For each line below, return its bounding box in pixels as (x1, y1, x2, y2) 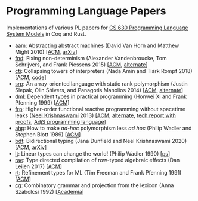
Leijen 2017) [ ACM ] (14, 163, 63, 170)
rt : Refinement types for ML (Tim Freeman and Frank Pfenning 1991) (14, 169, 182, 176)
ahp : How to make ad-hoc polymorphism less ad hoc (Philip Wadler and (14, 124, 192, 132)
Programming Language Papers (6, 4, 166, 18)
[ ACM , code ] (14, 74, 47, 81)
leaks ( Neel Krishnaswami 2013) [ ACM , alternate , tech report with (14, 112, 176, 119)
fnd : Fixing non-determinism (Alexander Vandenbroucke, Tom (14, 54, 167, 62)
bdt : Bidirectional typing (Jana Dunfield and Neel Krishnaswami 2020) (14, 137, 187, 144)
